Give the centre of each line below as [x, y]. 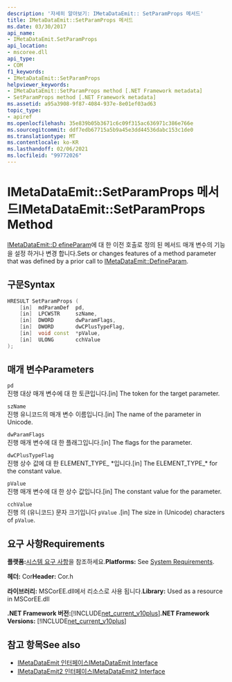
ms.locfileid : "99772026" [44, 156]
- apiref [20, 117]
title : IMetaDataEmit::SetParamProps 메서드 [70, 20]
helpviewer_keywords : [38, 85]
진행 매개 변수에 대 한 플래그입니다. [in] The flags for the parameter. [100, 443]
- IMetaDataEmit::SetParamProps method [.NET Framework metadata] [105, 91]
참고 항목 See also [44, 645]
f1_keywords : [26, 71]
